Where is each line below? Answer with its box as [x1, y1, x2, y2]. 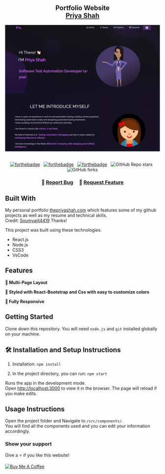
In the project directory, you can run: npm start [12, 370, 108, 377]
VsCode [12, 252, 28, 258]
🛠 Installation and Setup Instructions [5, 346, 121, 354]
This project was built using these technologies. [5, 227, 102, 233]
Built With [5, 194, 36, 203]
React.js [12, 237, 29, 242]
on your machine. [5, 331, 41, 337]
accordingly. [5, 428, 30, 434]
